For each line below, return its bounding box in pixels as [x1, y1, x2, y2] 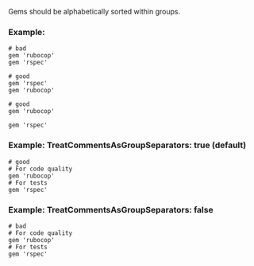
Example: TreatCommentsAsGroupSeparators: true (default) [8, 139, 247, 151]
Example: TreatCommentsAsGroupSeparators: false [8, 204, 214, 215]
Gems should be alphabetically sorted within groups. [8, 7, 181, 16]
